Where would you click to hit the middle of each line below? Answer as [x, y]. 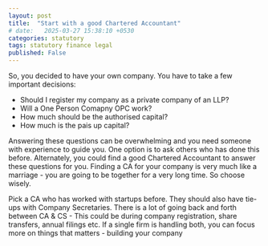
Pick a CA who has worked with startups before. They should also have [126, 199]
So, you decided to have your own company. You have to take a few [120, 76]
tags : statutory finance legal [61, 46]
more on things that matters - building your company [95, 233]
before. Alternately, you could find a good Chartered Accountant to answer [132, 158]
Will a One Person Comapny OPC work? [86, 108]
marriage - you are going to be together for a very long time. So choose [127, 175]
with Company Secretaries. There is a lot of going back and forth [130, 208]
